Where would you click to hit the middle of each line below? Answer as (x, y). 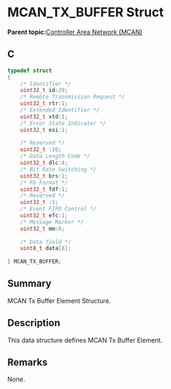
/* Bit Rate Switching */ (59, 169)
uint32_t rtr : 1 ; (44, 103)
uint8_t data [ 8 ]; (46, 249)
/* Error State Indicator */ (63, 123)
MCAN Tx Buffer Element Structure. (59, 300)
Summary (29, 284)
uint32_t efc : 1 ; (44, 215)
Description (34, 323)
